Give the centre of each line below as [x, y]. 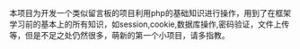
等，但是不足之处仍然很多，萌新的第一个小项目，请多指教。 [119, 35]
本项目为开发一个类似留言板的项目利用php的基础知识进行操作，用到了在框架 [150, 13]
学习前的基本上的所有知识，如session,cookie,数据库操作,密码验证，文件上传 [150, 24]
